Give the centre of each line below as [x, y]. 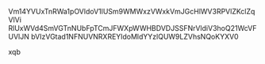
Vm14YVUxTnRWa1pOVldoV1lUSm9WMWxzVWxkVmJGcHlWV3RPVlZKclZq [132, 11]
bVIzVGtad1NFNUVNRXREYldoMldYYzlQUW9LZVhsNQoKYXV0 [135, 36]
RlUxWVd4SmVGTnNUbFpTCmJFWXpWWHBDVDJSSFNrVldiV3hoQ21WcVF [132, 28]
